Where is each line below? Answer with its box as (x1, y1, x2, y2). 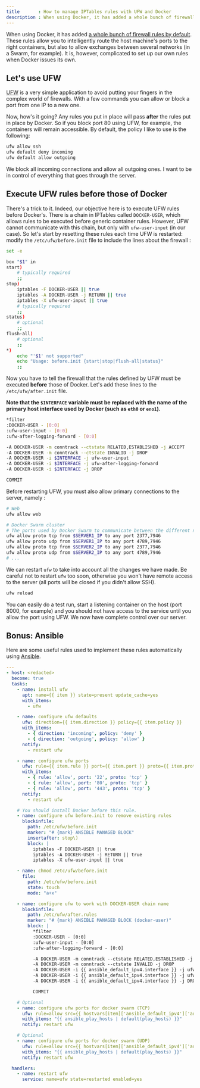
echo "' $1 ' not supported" (17, 353, 84, 359)
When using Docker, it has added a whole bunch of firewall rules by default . (6, 30, 192, 38)
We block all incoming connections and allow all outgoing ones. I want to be (6, 165, 192, 173)
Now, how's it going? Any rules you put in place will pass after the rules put (6, 113, 191, 120)
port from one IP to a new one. (6, 102, 82, 109)
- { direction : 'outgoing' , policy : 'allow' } (27, 736, 145, 742)
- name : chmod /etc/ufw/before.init (17, 868, 108, 874)
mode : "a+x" (27, 890, 58, 896)
